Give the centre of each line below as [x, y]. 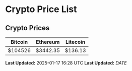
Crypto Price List [41, 9]
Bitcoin [19, 42]
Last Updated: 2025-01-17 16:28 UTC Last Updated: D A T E [66, 63]
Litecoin [75, 42]
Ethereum [48, 42]
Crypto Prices [27, 28]
